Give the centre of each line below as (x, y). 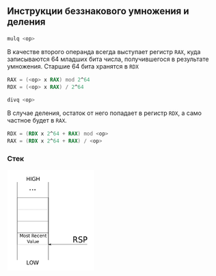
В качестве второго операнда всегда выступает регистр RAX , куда (104, 51)
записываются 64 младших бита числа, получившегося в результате (108, 59)
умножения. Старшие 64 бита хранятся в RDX (73, 66)
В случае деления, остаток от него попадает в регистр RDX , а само (104, 113)
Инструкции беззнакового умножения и (98, 11)
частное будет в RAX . (37, 121)
